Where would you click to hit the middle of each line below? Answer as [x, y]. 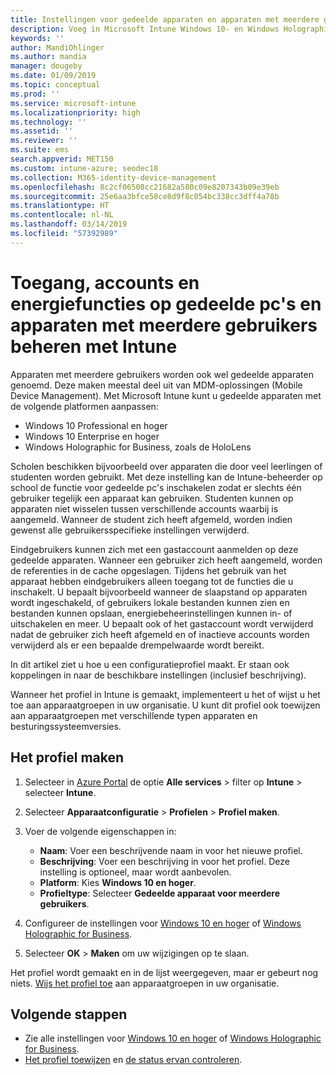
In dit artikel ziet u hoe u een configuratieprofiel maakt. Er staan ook [150, 664]
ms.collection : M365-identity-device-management [113, 177]
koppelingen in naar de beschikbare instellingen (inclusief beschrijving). [158, 675]
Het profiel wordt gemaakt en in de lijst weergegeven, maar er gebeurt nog [164, 972]
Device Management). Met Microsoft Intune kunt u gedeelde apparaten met [166, 395]
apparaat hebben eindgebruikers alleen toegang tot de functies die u [152, 581]
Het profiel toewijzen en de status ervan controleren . [133, 1060]
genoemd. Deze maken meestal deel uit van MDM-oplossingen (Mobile [156, 385]
